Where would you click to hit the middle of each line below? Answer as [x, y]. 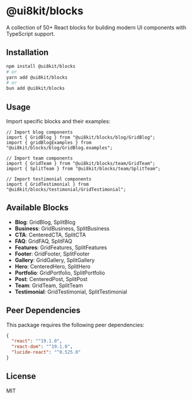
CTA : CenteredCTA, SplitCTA [50, 235]
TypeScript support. [31, 33]
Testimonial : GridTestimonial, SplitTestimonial [71, 292]
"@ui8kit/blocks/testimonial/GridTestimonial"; [66, 189]
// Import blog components [40, 132]
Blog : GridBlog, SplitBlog [45, 222]
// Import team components [40, 158]
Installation [27, 53]
